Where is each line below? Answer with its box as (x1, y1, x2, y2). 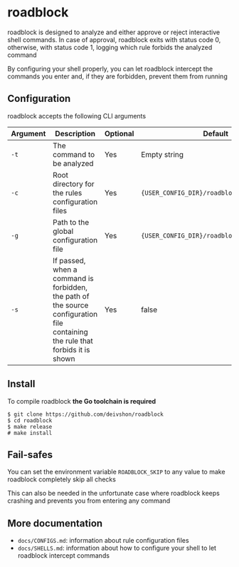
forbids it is (53, 344, 90, 354)
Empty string (141, 149, 184, 159)
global (53, 226, 74, 236)
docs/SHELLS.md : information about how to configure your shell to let (17, 543, 217, 553)
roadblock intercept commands (17, 551, 110, 560)
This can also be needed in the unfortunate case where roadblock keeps (7, 489, 221, 498)
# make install (7, 429, 53, 436)
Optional (104, 128, 134, 138)
